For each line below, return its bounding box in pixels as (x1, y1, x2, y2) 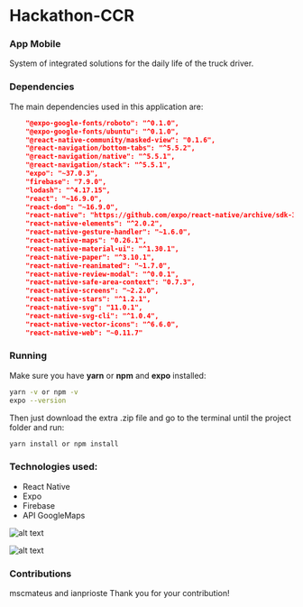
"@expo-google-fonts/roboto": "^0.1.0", (25, 118, 179, 127)
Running (9, 349, 48, 362)
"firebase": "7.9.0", (25, 177, 106, 186)
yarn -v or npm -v (9, 387, 78, 397)
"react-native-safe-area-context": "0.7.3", (25, 278, 196, 287)
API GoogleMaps (22, 510, 86, 520)
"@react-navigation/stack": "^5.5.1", (25, 161, 171, 170)
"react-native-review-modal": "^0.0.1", (25, 270, 179, 279)
